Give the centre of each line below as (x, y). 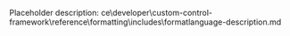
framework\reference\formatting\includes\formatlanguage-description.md (145, 22)
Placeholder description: (54, 13)
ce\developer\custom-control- (157, 13)
